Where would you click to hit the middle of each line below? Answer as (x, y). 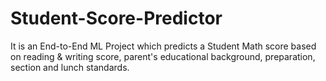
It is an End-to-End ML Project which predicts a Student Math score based (163, 46)
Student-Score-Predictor (116, 18)
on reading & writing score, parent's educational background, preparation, (163, 56)
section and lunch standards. (70, 67)
